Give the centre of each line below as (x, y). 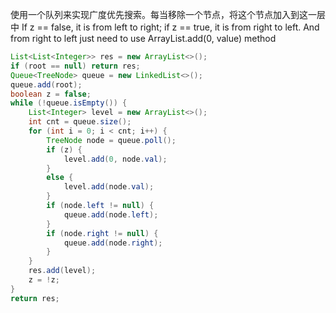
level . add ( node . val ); (109, 187)
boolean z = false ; (51, 94)
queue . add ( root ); (46, 84)
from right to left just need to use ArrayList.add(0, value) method (143, 38)
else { (60, 178)
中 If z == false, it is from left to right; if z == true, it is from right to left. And (165, 27)
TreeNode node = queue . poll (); (111, 140)
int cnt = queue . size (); (80, 122)
